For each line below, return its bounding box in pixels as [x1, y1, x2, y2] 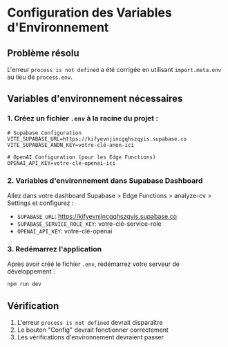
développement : [7, 267, 55, 276]
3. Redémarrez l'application [7, 244, 102, 253]
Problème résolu [7, 47, 79, 59]
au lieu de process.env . [7, 73, 73, 81]
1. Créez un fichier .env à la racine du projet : [7, 114, 159, 123]
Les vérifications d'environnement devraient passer [17, 332, 164, 341]
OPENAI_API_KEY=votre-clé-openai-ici [7, 159, 116, 167]
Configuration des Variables [7, 5, 172, 21]
